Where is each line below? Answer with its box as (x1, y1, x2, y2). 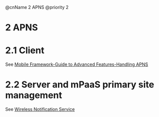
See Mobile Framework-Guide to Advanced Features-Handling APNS (5, 61, 148, 67)
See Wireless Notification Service (5, 106, 75, 112)
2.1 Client (5, 45, 44, 56)
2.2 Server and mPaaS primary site (5, 79, 154, 90)
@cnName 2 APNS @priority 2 (5, 5, 69, 10)
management (5, 90, 62, 101)
